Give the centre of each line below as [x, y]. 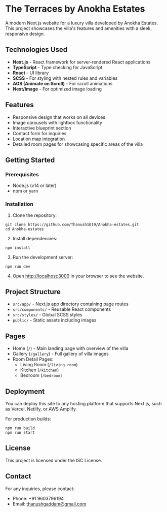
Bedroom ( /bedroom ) [41, 375]
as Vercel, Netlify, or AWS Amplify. [41, 409]
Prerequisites [22, 174]
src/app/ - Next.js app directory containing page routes [71, 304]
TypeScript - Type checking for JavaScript [57, 67]
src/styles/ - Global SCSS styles [47, 315]
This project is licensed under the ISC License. [54, 460]
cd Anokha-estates [25, 229]
